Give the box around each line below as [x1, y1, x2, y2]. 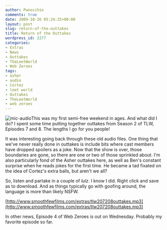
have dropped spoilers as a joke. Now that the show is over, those [5, 147, 142, 153]
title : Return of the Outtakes [5, 31, 71, 36]
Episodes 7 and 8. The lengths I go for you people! [5, 126, 110, 132]
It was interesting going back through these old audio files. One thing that [5, 136, 158, 142]
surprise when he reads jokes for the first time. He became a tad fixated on [5, 163, 161, 169]
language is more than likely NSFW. [5, 189, 79, 195]
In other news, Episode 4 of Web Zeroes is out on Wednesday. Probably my [5, 213, 162, 220]
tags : [5, 69, 17, 74]
